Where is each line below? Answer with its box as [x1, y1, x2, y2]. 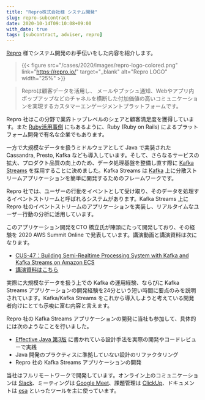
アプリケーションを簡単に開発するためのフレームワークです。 [22, 175, 177, 182]
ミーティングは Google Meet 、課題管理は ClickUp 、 [37, 379, 168, 387]
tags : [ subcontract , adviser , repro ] [6, 32, 103, 38]
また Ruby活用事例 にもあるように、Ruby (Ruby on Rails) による [16, 123, 177, 130]
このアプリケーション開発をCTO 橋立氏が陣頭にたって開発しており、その [6, 224, 190, 231]
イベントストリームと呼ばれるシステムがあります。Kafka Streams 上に [11, 195, 189, 203]
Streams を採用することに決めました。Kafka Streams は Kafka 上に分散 [6, 167, 187, 175]
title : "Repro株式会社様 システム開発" [6, 9, 98, 15]
